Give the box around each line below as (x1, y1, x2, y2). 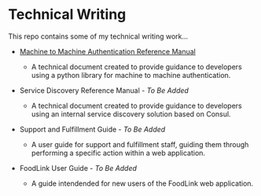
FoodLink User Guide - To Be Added (19, 163, 138, 172)
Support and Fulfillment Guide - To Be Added (19, 124, 166, 134)
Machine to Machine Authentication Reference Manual (19, 46, 197, 56)
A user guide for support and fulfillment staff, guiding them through (31, 139, 249, 149)
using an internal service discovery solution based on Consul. (31, 109, 231, 119)
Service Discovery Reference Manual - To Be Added (19, 85, 189, 95)
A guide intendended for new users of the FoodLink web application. (31, 179, 254, 188)
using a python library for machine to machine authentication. (31, 70, 231, 80)
